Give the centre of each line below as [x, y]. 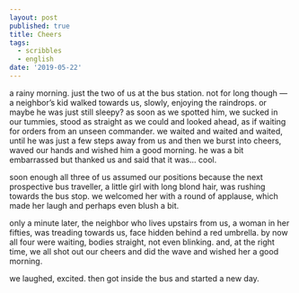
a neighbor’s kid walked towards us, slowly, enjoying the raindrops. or [138, 102]
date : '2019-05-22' [46, 68]
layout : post [34, 17]
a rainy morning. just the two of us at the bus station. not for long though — [149, 93]
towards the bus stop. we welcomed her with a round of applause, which [144, 196]
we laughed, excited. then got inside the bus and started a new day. [135, 278]
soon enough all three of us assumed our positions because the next [136, 177]
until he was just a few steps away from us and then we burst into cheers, [145, 141]
